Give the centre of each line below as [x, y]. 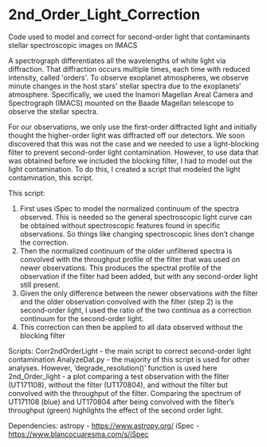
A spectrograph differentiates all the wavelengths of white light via [117, 61]
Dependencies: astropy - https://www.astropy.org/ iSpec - [104, 425]
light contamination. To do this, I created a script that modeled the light [124, 169]
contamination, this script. [51, 178]
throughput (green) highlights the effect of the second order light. [116, 410]
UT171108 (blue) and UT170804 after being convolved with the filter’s [122, 402]
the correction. [44, 242]
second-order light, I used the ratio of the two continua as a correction [135, 310]
